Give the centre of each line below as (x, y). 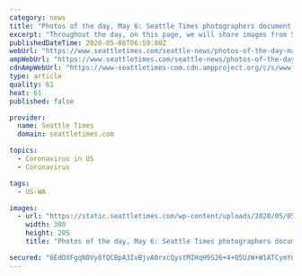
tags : (19, 183)
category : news (38, 18)
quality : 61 (31, 85)
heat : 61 (26, 93)
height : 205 (48, 233)
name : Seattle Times (56, 126)
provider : (28, 118)
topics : (24, 151)
